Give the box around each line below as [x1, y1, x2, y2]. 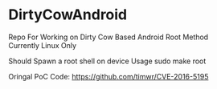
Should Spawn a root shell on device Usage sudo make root [8, 56, 207, 66]
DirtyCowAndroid [8, 6, 128, 24]
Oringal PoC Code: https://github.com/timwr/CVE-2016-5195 [8, 71, 209, 81]
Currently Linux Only [8, 40, 77, 50]
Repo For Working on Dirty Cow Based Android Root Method [8, 32, 209, 42]
